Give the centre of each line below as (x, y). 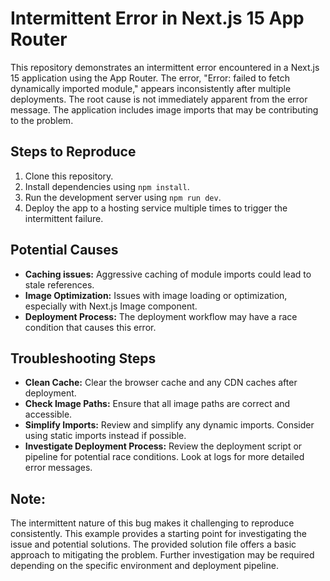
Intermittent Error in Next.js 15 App (157, 18)
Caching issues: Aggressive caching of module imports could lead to (168, 274)
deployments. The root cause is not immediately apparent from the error (159, 99)
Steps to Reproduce (73, 152)
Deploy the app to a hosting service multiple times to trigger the (156, 208)
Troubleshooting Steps (83, 358)
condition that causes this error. (90, 327)
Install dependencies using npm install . (107, 186)
